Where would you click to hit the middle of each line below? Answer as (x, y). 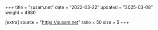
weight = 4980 (21, 12)
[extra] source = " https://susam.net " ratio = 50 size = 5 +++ (67, 22)
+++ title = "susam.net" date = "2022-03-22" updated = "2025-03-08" (79, 7)
